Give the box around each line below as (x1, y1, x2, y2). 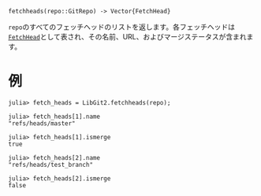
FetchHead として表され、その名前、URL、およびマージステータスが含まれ (8, 32, 247, 41)
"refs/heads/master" (8, 119, 76, 128)
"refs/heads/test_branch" (8, 161, 93, 168)
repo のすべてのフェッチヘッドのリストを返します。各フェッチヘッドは (8, 22, 235, 31)
